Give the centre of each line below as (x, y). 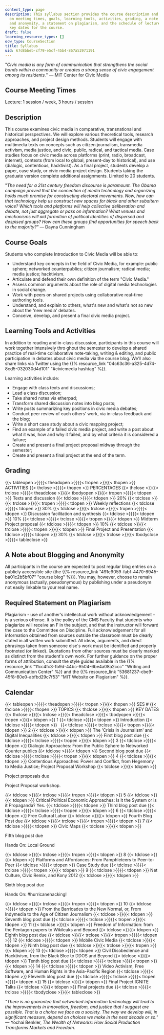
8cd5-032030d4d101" (27, 369)
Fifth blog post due (24, 835)
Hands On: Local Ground (30, 845)
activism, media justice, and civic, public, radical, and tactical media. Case (80, 150)
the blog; (21, 419)
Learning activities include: (32, 378)
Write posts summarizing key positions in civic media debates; (75, 408)
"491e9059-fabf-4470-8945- (129, 572)
